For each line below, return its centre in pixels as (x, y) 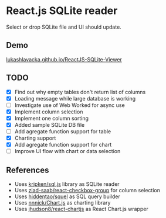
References (28, 170)
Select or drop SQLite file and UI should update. (64, 27)
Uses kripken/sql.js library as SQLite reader (67, 184)
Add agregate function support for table (63, 131)
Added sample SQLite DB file (50, 124)
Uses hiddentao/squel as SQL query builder (67, 196)
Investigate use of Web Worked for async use (70, 105)
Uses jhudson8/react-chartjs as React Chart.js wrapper (81, 209)
